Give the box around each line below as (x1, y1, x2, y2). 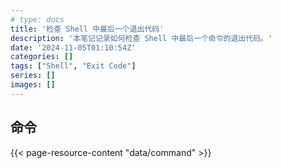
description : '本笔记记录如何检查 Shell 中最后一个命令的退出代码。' (10, 33, 273, 43)
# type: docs (10, 14, 65, 25)
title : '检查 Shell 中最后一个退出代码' (10, 24, 165, 34)
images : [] (10, 80, 56, 90)
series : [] (10, 71, 56, 81)
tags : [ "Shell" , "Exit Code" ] (10, 61, 137, 71)
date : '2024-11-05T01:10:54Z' (10, 42, 137, 53)
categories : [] (10, 52, 74, 62)
